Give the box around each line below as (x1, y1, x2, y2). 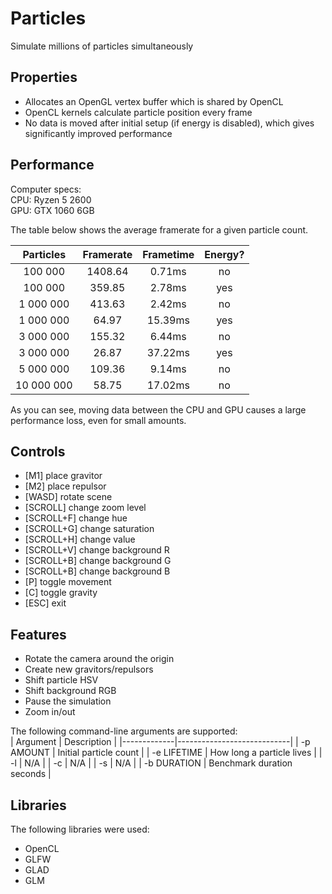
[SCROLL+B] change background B (24, 565, 171, 577)
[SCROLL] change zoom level (24, 502, 147, 514)
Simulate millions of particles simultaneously (10, 40, 194, 52)
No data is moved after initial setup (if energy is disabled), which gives (24, 117, 315, 129)
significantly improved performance (24, 127, 173, 139)
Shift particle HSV (24, 674, 99, 686)
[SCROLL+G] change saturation (24, 523, 155, 535)
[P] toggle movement (24, 576, 112, 588)
